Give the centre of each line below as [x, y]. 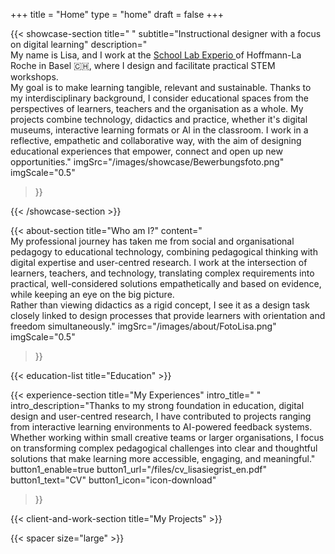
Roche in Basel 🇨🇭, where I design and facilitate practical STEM [143, 65]
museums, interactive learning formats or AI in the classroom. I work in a [159, 130]
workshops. [34, 77]
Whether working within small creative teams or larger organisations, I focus [167, 437]
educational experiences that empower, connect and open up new [146, 151]
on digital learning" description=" [79, 44]
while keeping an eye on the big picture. [92, 294]
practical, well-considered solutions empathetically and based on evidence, [166, 283]
